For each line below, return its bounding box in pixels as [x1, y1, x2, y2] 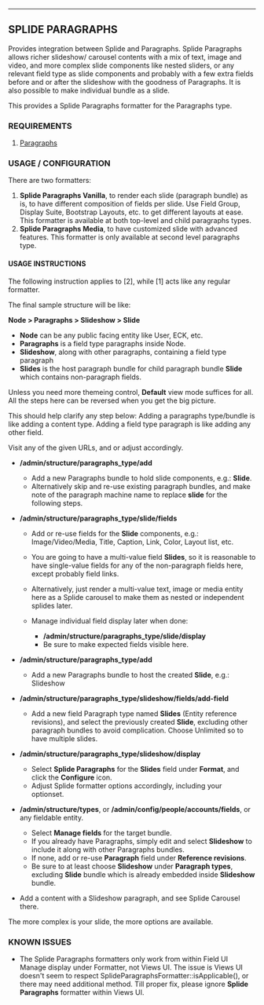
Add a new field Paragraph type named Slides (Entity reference [31, 708, 237, 718]
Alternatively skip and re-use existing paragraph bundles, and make [31, 481, 251, 491]
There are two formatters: [8, 176, 92, 185]
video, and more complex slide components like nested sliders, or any [8, 60, 234, 70]
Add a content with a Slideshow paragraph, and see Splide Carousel [19, 893, 240, 903]
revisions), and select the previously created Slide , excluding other [31, 717, 248, 726]
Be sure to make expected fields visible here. [42, 639, 189, 649]
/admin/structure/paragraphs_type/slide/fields [19, 513, 178, 523]
